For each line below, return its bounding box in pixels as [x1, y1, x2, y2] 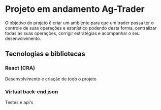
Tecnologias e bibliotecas [5, 50, 86, 58]
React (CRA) [5, 65, 35, 72]
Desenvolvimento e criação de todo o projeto [5, 75, 97, 82]
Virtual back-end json [5, 88, 58, 95]
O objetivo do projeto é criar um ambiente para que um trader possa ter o [5, 20, 154, 26]
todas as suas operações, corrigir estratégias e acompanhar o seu [5, 30, 140, 36]
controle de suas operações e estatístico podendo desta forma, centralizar [5, 25, 157, 31]
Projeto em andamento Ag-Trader [5, 3, 145, 15]
